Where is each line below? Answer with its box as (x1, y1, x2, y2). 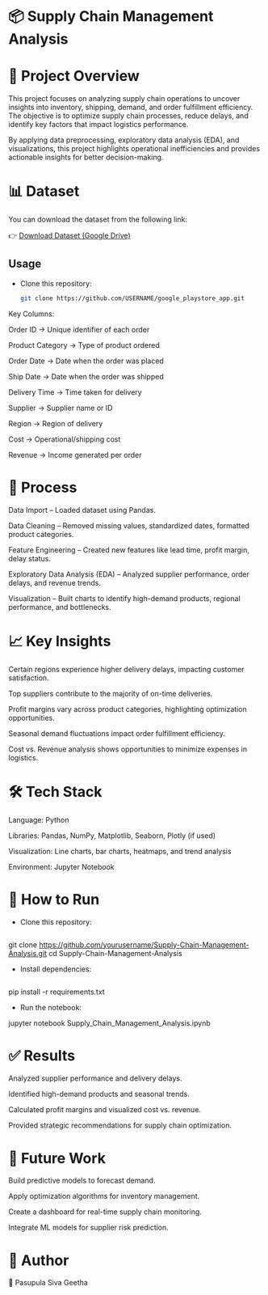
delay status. (8, 553, 51, 563)
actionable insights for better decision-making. (8, 152, 164, 163)
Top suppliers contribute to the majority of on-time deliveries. (8, 688, 213, 698)
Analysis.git (8, 948, 47, 958)
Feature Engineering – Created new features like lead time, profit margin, (8, 544, 250, 555)
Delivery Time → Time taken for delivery (8, 387, 143, 397)
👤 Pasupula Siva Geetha (8, 1278, 89, 1288)
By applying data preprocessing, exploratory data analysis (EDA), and (8, 135, 240, 145)
